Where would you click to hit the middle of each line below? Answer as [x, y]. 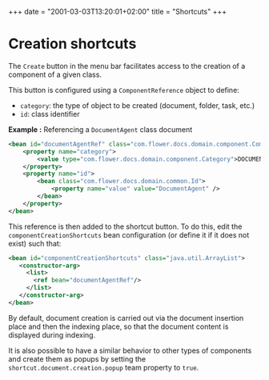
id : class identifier [50, 114]
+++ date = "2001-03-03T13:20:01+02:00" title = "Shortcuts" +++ [117, 12]
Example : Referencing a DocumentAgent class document [100, 129]
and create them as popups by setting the [77, 358]
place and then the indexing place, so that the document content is [118, 326]
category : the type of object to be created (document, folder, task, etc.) [137, 105]
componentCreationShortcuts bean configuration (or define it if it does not [129, 234]
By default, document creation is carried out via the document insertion [126, 318]
